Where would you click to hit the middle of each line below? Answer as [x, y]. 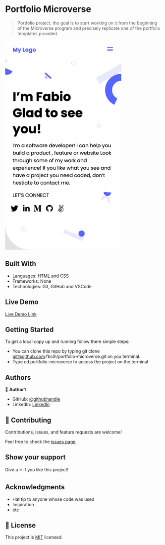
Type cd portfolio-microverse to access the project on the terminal [80, 362]
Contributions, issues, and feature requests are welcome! [64, 432]
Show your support [35, 457]
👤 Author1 [16, 390]
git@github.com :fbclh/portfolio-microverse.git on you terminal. [76, 356]
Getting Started [29, 329]
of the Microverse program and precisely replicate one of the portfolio [88, 28]
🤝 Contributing [28, 420]
